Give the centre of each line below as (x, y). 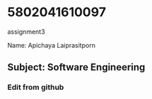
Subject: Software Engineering (76, 67)
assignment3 (26, 32)
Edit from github (36, 87)
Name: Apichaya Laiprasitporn (51, 45)
